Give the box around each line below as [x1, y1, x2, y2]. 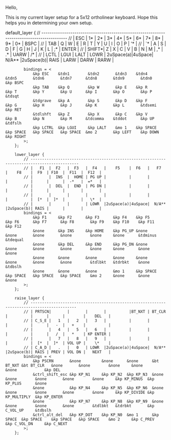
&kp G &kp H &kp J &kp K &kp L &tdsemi [5, 103, 157, 108]
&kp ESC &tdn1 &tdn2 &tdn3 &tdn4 [32, 71, 147, 76]
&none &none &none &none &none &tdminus [5, 233, 157, 238]
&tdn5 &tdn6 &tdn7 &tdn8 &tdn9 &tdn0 [5, 76, 153, 81]
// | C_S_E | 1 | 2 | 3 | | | [24, 318, 150, 323]
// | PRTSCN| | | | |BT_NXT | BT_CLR [24, 309, 166, 314]
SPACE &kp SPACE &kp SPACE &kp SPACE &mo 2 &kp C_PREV [5, 417, 155, 422]
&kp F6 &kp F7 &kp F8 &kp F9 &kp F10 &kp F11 [5, 219, 155, 225]
